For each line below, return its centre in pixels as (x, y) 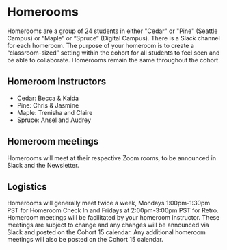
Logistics (27, 187)
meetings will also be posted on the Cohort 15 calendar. (85, 240)
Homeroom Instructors (57, 82)
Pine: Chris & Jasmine (48, 105)
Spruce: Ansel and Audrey (54, 120)
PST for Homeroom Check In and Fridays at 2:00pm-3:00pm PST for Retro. (113, 210)
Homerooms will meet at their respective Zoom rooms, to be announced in (112, 158)
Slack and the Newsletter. (43, 165)
